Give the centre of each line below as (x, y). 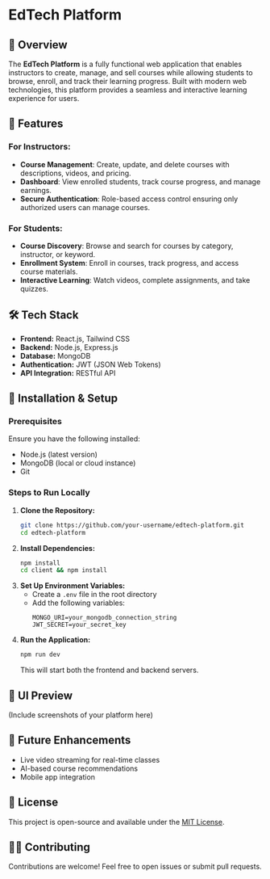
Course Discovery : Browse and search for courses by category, (127, 246)
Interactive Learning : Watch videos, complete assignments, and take (135, 280)
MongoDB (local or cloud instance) (78, 463)
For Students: (35, 228)
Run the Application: (55, 640)
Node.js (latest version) (59, 455)
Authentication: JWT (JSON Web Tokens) (90, 364)
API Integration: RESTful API (68, 372)
